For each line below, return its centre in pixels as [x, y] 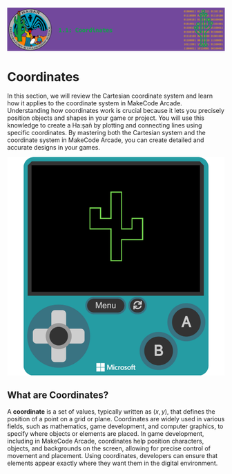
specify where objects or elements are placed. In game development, [106, 434]
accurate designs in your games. [54, 148]
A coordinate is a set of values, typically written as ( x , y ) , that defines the [111, 412]
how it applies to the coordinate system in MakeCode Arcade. [95, 103]
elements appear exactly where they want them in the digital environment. [113, 463]
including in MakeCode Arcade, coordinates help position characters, [106, 441]
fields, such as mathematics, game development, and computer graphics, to [115, 426]
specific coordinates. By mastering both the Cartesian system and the [106, 133]
